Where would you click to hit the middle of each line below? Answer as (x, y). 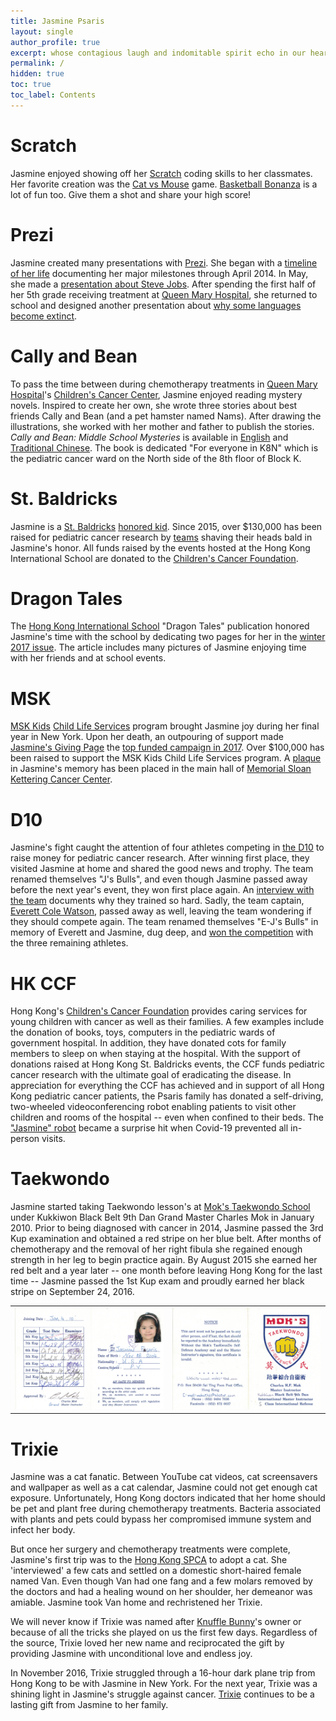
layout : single (42, 31)
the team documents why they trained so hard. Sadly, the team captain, (157, 901)
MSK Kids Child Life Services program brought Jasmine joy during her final (165, 726)
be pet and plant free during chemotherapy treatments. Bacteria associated (166, 1509)
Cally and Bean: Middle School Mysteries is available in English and (149, 437)
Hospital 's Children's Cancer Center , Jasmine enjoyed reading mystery (156, 394)
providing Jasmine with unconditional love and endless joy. (131, 1654)
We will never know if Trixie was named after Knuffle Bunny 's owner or (156, 1622)
